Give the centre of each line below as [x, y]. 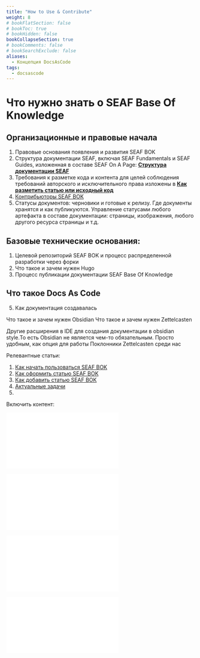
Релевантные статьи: [33, 355]
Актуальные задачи [40, 386]
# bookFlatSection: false [38, 23]
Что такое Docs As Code [53, 294]
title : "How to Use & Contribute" [49, 12]
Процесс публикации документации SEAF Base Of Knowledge [94, 275]
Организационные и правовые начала [82, 138]
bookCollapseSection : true [40, 40]
